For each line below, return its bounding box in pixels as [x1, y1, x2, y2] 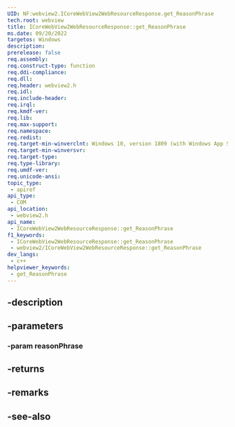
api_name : [7, 218, 36, 225]
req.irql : [7, 101, 36, 108]
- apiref [10, 186, 36, 193]
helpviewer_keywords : [7, 264, 71, 271]
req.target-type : [7, 153, 58, 161]
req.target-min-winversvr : [7, 147, 86, 154]
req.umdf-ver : [7, 166, 49, 174]
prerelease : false [7, 50, 61, 57]
